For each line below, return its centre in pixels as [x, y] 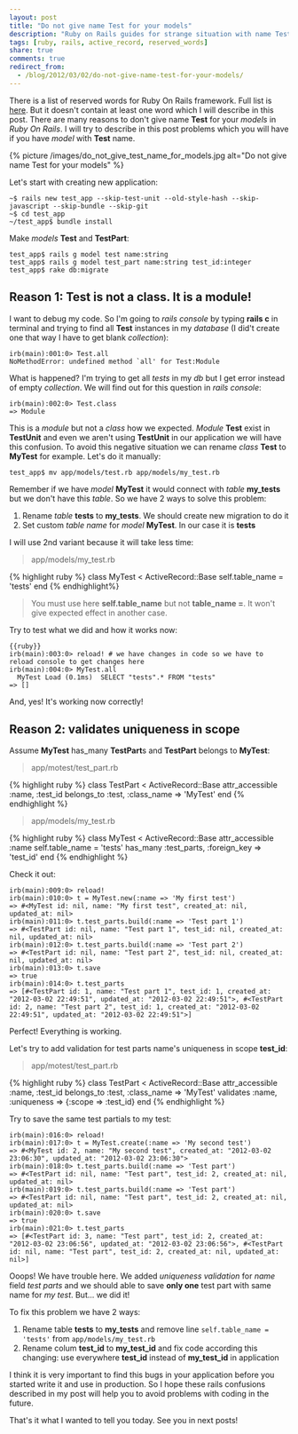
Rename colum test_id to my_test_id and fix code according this [140, 1348]
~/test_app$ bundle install [61, 222]
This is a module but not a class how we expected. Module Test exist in [140, 428]
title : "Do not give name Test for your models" [101, 26]
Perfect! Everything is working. [66, 1032]
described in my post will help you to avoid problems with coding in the [139, 1394]
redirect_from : [37, 67]
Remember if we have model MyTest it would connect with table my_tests [145, 488]
